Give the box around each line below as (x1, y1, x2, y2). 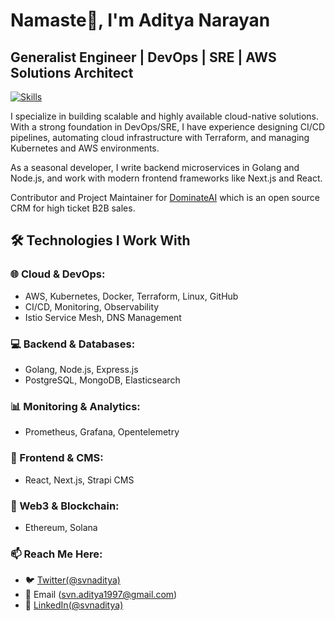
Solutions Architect (10, 64, 134, 81)
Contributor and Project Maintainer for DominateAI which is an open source (10, 192, 320, 203)
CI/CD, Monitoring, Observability (24, 300, 160, 313)
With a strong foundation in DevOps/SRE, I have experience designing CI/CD (10, 121, 326, 133)
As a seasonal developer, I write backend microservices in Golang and (10, 162, 300, 173)
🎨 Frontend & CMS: (10, 451, 104, 465)
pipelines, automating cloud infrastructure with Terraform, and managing (10, 132, 310, 143)
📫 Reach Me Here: (10, 547, 103, 561)
